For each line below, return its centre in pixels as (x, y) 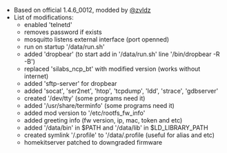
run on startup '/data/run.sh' (64, 47)
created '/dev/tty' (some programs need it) (85, 98)
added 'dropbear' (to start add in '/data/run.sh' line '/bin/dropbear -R (122, 54)
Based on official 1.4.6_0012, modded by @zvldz (82, 10)
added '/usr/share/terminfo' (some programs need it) (99, 106)
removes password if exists (63, 32)
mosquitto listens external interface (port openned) (97, 39)
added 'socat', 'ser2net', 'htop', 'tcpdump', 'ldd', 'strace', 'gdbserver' (121, 91)
